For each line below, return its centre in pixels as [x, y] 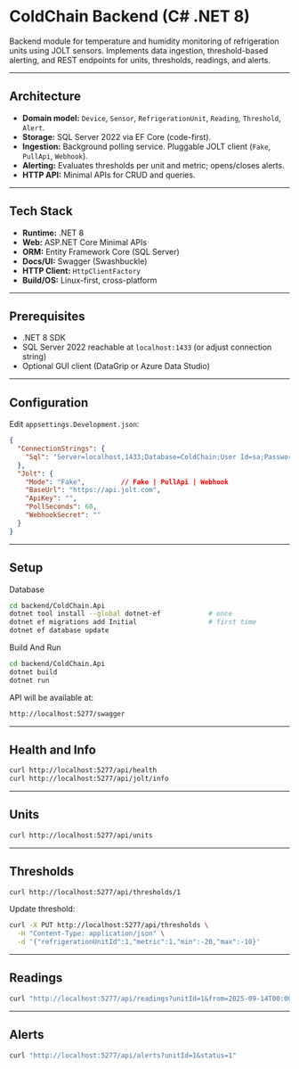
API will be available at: [52, 697]
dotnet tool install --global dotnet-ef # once [121, 614]
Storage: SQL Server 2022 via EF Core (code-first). [117, 136]
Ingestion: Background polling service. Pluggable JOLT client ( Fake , [146, 146]
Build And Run [35, 647]
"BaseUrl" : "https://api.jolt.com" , [93, 490]
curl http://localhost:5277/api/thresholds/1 [95, 892]
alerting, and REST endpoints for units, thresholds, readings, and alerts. [140, 60]
